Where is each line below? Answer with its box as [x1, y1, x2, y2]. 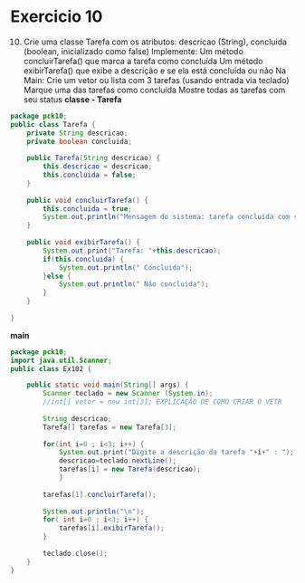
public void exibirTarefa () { [26, 238, 141, 247]
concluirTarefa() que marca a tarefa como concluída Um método [23, 55, 263, 66]
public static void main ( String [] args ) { [26, 380, 189, 390]
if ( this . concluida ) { [43, 254, 125, 263]
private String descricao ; [26, 129, 129, 138]
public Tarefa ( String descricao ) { [26, 154, 161, 163]
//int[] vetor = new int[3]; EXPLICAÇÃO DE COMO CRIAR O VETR [43, 397, 282, 406]
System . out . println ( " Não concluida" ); [58, 280, 209, 289]
